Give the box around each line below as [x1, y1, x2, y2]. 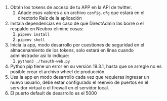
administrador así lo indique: [10, 53, 69, 59]
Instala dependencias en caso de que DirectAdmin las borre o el [10, 20, 144, 26]
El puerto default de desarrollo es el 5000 [10, 90, 97, 96]
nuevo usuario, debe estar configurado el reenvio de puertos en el [10, 79, 148, 85]
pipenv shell [17, 37, 46, 42]
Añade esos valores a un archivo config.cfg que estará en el [17, 10, 145, 16]
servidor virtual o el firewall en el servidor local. [10, 85, 109, 90]
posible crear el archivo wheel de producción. [10, 69, 106, 75]
